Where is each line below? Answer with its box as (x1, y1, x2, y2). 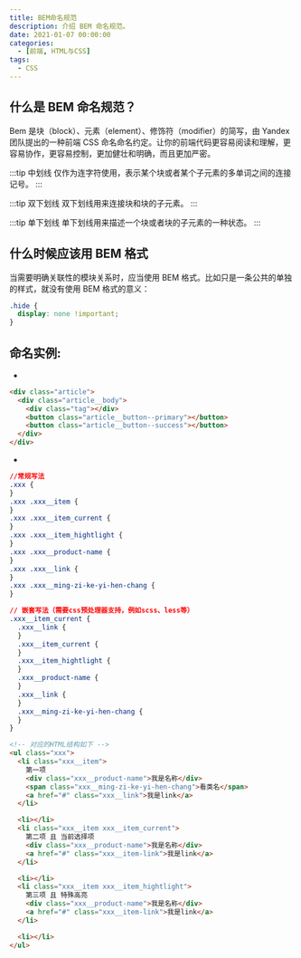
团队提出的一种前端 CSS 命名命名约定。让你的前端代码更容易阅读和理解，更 (9, 137, 292, 148)
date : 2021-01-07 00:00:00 (9, 30, 111, 39)
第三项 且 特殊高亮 (25, 891, 89, 900)
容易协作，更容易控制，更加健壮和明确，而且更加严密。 (9, 148, 215, 158)
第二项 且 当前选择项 (25, 832, 95, 842)
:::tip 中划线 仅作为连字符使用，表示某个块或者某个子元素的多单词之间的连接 (9, 167, 292, 177)
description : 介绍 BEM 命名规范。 (9, 22, 130, 31)
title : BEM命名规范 (9, 13, 78, 23)
